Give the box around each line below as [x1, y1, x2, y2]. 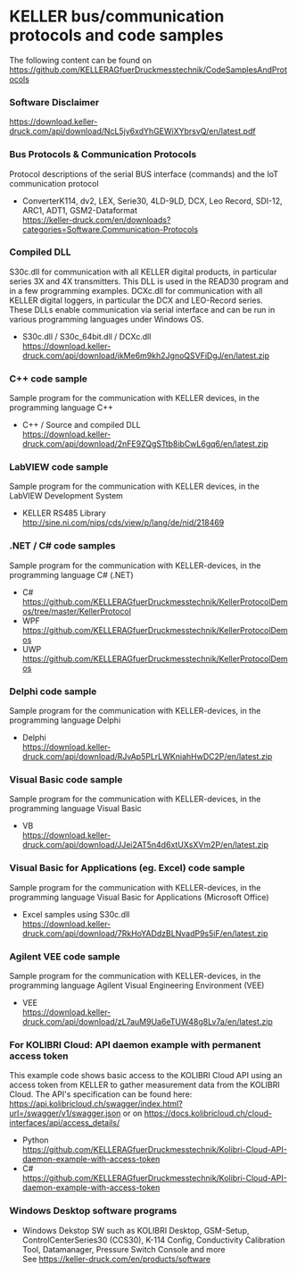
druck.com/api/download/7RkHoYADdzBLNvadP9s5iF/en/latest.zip [21, 927, 268, 939]
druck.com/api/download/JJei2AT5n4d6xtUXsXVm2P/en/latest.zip [21, 840, 269, 850]
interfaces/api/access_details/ [9, 1118, 120, 1128]
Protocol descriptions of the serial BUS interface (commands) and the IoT [9, 168, 279, 180]
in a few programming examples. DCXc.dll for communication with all [9, 285, 263, 296]
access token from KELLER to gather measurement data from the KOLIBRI [9, 1079, 281, 1091]
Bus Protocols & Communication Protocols [9, 148, 197, 161]
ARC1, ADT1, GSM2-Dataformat [21, 205, 138, 215]
